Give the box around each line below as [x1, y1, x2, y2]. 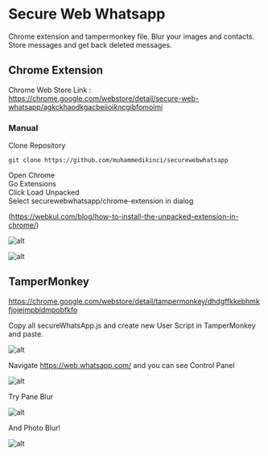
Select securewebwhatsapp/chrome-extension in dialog [8, 196, 194, 206]
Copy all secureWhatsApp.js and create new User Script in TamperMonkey [8, 320, 256, 330]
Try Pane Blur [8, 391, 54, 401]
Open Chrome [8, 170, 56, 180]
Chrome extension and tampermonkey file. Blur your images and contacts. [8, 31, 255, 41]
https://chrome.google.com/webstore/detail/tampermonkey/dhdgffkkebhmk [8, 296, 260, 306]
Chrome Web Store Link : [8, 85, 92, 94]
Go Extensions [8, 179, 56, 189]
